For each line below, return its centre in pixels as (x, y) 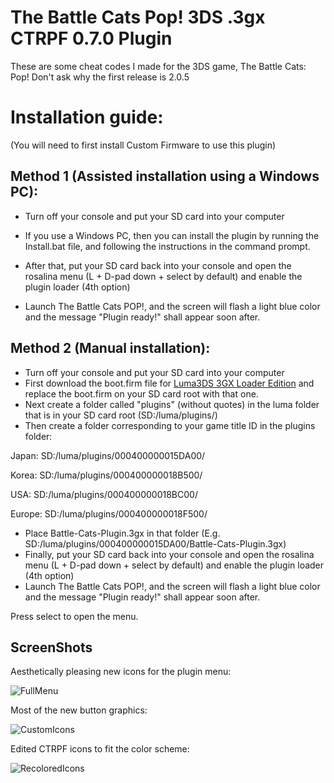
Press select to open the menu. (74, 616)
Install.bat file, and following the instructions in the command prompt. (167, 246)
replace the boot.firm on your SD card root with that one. (141, 393)
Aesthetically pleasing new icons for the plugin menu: (121, 672)
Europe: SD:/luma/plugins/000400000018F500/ (109, 513)
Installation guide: (87, 117)
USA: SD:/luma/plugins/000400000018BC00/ (104, 494)
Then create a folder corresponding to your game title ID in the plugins (170, 425)
